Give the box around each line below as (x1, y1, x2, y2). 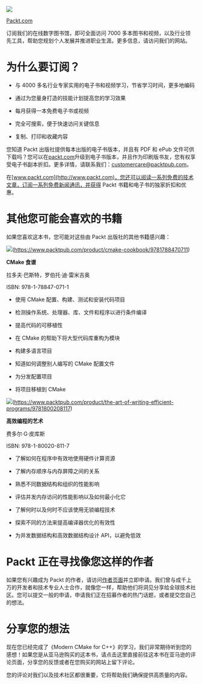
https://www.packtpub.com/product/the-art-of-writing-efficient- (14, 398, 174, 406)
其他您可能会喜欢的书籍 (6, 212, 123, 226)
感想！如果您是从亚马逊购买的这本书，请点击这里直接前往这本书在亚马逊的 (6, 651, 191, 658)
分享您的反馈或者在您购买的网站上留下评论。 (26, 658, 138, 665)
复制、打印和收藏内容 (14, 133, 68, 140)
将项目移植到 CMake (14, 385, 66, 392)
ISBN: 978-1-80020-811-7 (6, 442, 70, 449)
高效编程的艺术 (6, 417, 43, 424)
